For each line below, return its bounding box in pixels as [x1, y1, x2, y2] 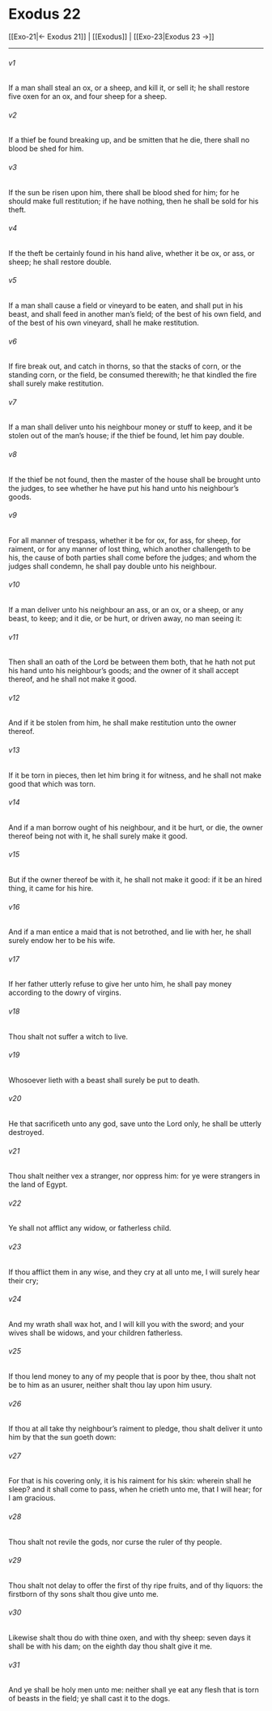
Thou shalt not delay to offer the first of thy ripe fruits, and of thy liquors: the [8, 1581, 263, 1590]
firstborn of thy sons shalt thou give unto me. [8, 1589, 159, 1598]
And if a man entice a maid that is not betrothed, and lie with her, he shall [8, 927, 252, 937]
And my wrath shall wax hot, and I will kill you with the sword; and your [8, 1319, 244, 1329]
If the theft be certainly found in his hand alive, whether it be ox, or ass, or [8, 248, 255, 258]
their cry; [8, 1275, 39, 1285]
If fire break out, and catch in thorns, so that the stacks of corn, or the [8, 361, 241, 371]
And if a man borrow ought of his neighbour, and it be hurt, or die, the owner [8, 822, 263, 832]
